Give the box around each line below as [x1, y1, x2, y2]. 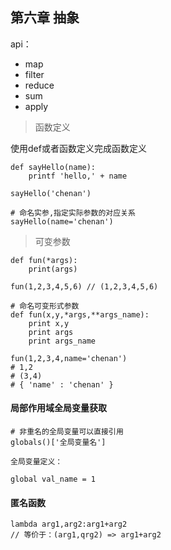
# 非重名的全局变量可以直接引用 [10, 427, 124, 437]
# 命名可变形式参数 [10, 301, 80, 311]
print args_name [28, 336, 97, 346]
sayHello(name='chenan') [10, 216, 114, 227]
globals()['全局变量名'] [10, 438, 107, 448]
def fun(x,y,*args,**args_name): [10, 309, 150, 320]
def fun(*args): [10, 255, 78, 265]
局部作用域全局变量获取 [10, 402, 107, 414]
